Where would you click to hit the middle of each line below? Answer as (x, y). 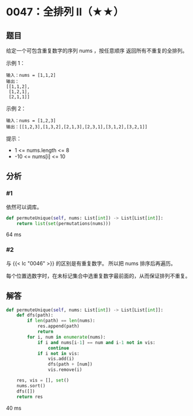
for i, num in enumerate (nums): (67, 337)
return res (30, 397)
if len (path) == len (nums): (61, 321)
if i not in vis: (58, 353)
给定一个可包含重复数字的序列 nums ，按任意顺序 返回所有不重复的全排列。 (97, 51)
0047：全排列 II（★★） (65, 12)
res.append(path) (58, 326)
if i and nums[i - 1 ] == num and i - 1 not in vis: (96, 342)
